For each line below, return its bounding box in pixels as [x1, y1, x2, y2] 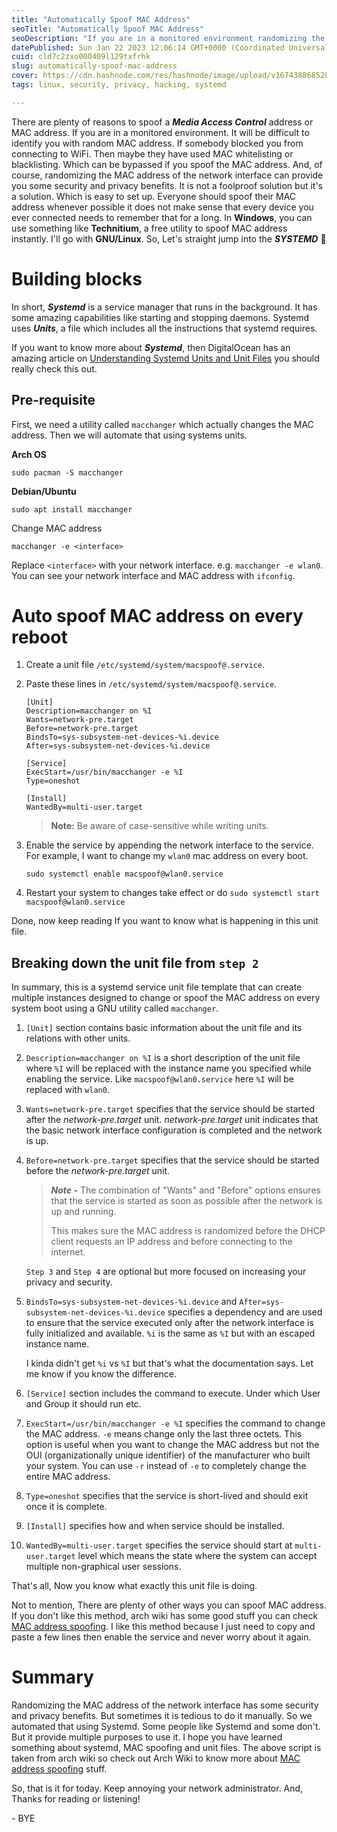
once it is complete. [25, 1501, 108, 1513]
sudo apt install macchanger [11, 504, 133, 515]
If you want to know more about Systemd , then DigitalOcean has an [11, 341, 291, 353]
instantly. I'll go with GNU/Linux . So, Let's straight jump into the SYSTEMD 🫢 [11, 232, 327, 245]
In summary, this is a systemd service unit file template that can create [11, 981, 303, 993]
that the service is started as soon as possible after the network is [50, 1195, 323, 1207]
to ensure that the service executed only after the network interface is [25, 1317, 314, 1329]
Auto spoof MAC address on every [11, 604, 304, 627]
